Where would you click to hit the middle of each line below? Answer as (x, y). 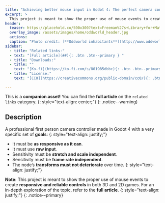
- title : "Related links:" (37, 51)
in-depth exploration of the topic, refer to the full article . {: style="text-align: (82, 190)
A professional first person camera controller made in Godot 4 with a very (80, 129)
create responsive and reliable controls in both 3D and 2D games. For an (80, 184)
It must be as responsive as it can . (47, 144)
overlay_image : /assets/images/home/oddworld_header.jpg (69, 32)
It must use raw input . (35, 149)
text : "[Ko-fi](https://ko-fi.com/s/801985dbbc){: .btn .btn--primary (88, 69)
